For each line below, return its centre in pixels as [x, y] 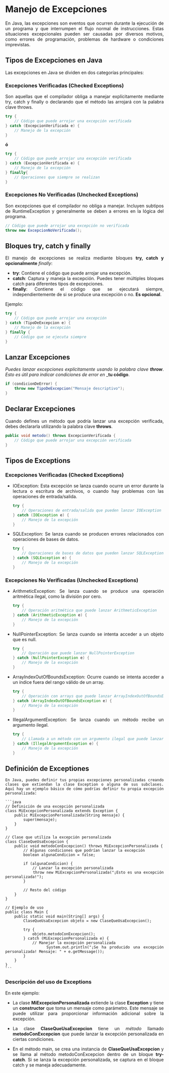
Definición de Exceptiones [47, 769]
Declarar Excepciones [40, 409]
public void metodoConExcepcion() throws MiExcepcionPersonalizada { [89, 846]
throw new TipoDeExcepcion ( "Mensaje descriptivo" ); [69, 389]
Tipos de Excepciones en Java [54, 61]
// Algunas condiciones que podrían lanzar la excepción [84, 851]
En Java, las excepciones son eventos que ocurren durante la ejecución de [84, 23]
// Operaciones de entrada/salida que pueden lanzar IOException [92, 510]
